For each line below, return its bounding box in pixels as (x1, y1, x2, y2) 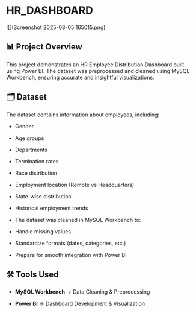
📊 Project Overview (6, 42, 82, 52)
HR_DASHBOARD (6, 4, 93, 17)
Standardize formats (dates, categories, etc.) (14, 239, 126, 247)
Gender (14, 122, 34, 130)
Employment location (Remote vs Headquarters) (14, 181, 135, 188)
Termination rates (14, 157, 59, 165)
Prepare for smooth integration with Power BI (14, 251, 127, 258)
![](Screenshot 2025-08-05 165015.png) (6, 24, 106, 31)
